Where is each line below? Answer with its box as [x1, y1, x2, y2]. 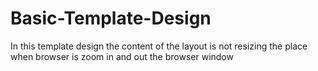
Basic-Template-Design [10, 7, 212, 30]
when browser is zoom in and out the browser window [10, 50, 234, 62]
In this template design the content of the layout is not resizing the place [10, 40, 308, 52]
